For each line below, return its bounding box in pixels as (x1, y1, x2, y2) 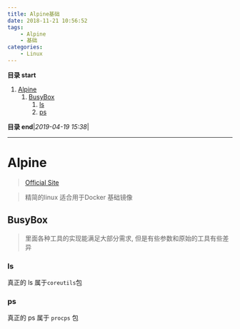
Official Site (24, 178, 59, 186)
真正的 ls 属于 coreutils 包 (7, 278, 83, 286)
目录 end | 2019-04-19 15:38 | (7, 122, 89, 131)
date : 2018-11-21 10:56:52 (7, 17, 88, 24)
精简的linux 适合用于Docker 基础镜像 (24, 193, 133, 201)
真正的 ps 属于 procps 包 (7, 313, 79, 322)
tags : (7, 24, 24, 31)
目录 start (7, 71, 36, 79)
